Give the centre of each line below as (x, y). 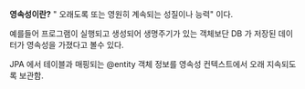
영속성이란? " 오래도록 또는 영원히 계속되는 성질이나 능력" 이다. (121, 14)
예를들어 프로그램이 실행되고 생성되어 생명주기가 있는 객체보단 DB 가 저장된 (143, 34)
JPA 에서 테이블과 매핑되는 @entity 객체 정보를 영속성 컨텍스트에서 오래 (137, 64)
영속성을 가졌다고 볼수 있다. (75, 45)
